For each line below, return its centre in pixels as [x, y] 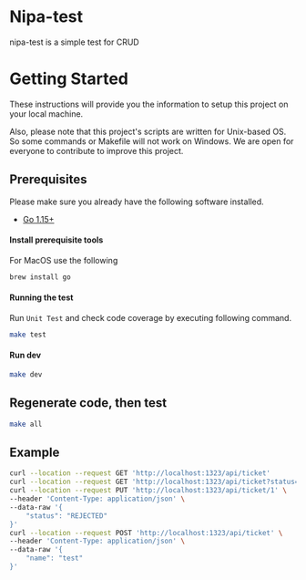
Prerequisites [48, 180]
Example [35, 452]
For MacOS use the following [64, 260]
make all [26, 424]
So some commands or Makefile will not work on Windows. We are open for [152, 141]
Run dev [25, 355]
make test [28, 335]
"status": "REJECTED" [66, 516]
